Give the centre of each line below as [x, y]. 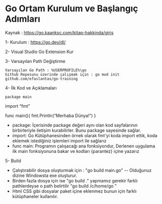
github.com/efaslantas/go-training [41, 79]
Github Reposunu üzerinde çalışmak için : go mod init [62, 74]
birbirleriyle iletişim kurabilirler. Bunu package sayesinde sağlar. [77, 130]
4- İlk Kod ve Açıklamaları [31, 88]
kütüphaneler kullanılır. [35, 196]
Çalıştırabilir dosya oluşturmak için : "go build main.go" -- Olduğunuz [82, 170]
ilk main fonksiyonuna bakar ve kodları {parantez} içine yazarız [76, 151]
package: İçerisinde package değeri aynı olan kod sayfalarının [75, 125]
